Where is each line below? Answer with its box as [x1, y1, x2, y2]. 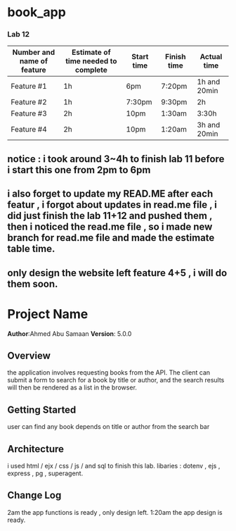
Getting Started [7, 404, 77, 416]
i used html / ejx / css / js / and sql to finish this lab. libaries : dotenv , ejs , [7, 462, 221, 470]
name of [19, 56, 48, 66]
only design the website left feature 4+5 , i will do [7, 267, 228, 279]
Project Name [7, 306, 88, 322]
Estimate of [71, 47, 111, 57]
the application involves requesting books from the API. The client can [7, 368, 211, 377]
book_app [7, 4, 67, 20]
